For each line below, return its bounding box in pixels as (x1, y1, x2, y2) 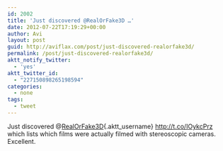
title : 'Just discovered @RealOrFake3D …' (7, 17, 135, 24)
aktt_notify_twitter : (7, 57, 72, 64)
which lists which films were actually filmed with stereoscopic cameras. (7, 129, 216, 138)
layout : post (7, 37, 46, 44)
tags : (7, 96, 23, 104)
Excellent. (7, 137, 36, 145)
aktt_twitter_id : (7, 69, 59, 77)
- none (13, 89, 33, 96)
